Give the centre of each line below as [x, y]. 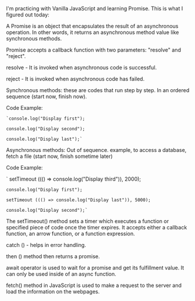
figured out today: [28, 15]
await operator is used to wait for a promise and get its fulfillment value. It [95, 268]
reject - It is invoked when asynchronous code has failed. [75, 79]
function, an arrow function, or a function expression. [70, 234]
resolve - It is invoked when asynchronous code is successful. [81, 67]
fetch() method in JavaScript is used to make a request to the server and [94, 285]
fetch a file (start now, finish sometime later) [59, 156]
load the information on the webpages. [53, 292]
